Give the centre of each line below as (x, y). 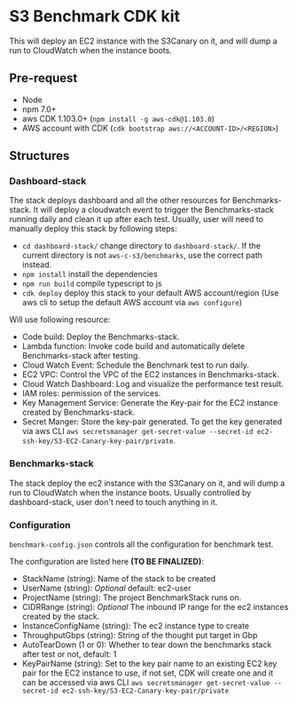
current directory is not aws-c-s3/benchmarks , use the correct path (142, 256)
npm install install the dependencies (90, 274)
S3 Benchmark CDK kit (94, 16)
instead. (37, 265)
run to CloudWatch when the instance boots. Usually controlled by (130, 492)
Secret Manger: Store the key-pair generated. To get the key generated (152, 422)
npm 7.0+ (39, 109)
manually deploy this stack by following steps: (93, 229)
